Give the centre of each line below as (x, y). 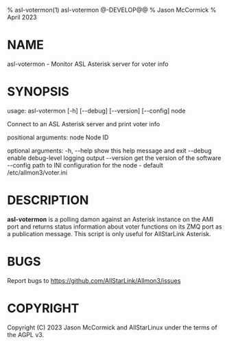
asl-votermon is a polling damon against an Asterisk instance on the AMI (110, 219)
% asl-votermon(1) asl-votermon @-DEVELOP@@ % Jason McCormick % (112, 10)
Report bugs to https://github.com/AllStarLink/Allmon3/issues (94, 280)
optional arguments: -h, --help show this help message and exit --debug (109, 150)
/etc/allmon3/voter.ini (37, 172)
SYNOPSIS (38, 92)
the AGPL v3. (26, 334)
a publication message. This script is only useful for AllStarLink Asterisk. (109, 233)
